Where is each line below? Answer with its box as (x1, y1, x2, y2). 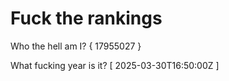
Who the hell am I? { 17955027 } (10, 40, 142, 52)
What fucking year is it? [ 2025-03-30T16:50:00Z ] (10, 59, 220, 71)
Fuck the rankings (10, 7, 163, 30)
